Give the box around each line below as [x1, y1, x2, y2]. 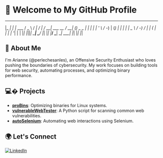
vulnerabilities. [12, 112, 42, 118]
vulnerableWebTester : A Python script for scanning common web [12, 108, 145, 113]
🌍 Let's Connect [5, 132, 57, 141]
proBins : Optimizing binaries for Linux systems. [12, 102, 108, 108]
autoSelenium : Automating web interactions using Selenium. [12, 118, 134, 124]
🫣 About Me [5, 44, 41, 52]
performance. [5, 72, 33, 78]
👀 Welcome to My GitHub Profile [5, 4, 137, 16]
